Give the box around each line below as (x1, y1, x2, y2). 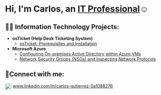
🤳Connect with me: (5, 70, 64, 79)
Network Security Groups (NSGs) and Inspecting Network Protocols (19, 56, 156, 62)
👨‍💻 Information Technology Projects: (5, 23, 120, 31)
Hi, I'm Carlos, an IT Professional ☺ (5, 3, 149, 15)
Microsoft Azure (12, 46, 46, 51)
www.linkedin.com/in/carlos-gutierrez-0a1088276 (13, 83, 113, 89)
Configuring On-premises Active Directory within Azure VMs (19, 51, 141, 57)
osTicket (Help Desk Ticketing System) (12, 35, 93, 41)
